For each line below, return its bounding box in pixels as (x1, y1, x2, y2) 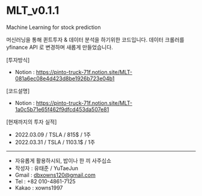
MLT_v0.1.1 (6, 4, 60, 17)
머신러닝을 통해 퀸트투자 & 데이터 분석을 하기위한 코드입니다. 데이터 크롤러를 (6, 36, 185, 43)
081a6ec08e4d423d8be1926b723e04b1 (14, 75, 115, 82)
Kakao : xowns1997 (14, 184, 63, 191)
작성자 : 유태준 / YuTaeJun (14, 164, 78, 172)
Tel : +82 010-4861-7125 (14, 177, 76, 185)
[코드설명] (6, 87, 30, 94)
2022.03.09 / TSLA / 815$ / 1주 (14, 131, 91, 138)
